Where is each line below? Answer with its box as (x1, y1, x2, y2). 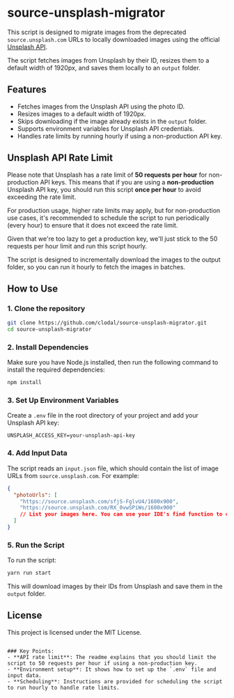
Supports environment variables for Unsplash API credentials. (17, 124, 195, 133)
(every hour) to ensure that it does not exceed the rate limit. (7, 221, 178, 229)
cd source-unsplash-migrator (7, 326, 92, 333)
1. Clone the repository (7, 303, 86, 313)
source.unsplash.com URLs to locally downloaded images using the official (7, 35, 220, 43)
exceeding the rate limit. (7, 193, 77, 201)
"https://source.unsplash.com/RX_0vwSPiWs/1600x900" (19, 505, 176, 511)
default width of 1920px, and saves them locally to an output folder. (7, 63, 201, 72)
